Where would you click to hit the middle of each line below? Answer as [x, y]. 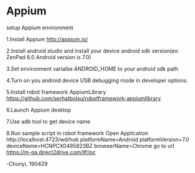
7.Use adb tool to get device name [49, 122]
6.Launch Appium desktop [39, 110]
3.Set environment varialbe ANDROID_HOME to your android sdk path [92, 69]
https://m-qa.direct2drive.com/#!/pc [51, 152]
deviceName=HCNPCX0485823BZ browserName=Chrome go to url [90, 145]
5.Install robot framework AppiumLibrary [56, 92]
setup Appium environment [40, 28]
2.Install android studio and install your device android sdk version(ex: [93, 51]
